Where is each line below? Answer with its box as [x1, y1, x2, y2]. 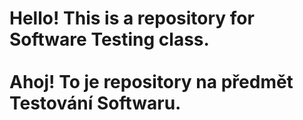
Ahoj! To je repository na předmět [9, 71, 294, 94]
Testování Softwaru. [9, 92, 182, 115]
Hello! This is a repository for [9, 7, 255, 30]
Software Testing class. [9, 28, 210, 51]
